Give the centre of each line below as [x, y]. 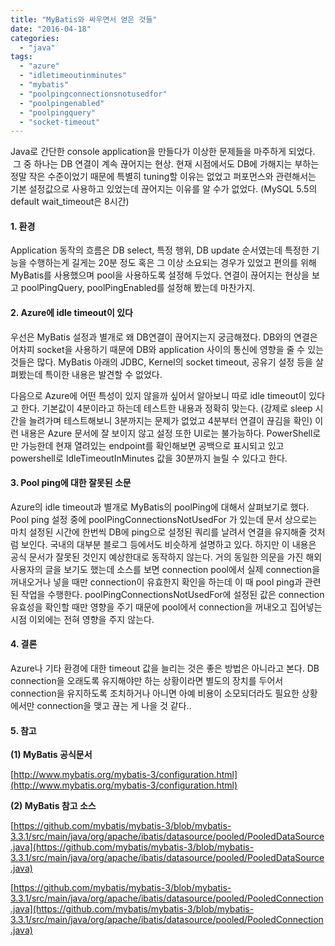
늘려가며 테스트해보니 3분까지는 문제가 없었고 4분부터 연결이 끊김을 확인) [170, 420]
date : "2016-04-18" [51, 29]
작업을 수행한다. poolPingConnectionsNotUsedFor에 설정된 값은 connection [172, 594]
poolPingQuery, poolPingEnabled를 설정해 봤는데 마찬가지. [138, 288]
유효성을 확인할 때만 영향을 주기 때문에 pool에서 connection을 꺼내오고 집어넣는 [166, 607]
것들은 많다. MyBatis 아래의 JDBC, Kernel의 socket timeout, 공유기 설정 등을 [161, 362]
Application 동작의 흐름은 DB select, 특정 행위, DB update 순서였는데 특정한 [160, 250]
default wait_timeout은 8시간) [70, 202]
